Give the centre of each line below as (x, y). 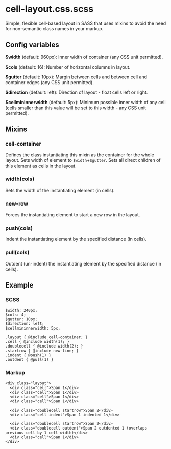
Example (19, 285)
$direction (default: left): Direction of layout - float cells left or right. (77, 92)
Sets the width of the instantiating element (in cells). (60, 190)
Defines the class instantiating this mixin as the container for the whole (80, 155)
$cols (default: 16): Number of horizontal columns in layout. (68, 67)
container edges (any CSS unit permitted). (50, 82)
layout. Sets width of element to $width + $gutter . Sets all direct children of (83, 160)
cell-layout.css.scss (50, 9)
